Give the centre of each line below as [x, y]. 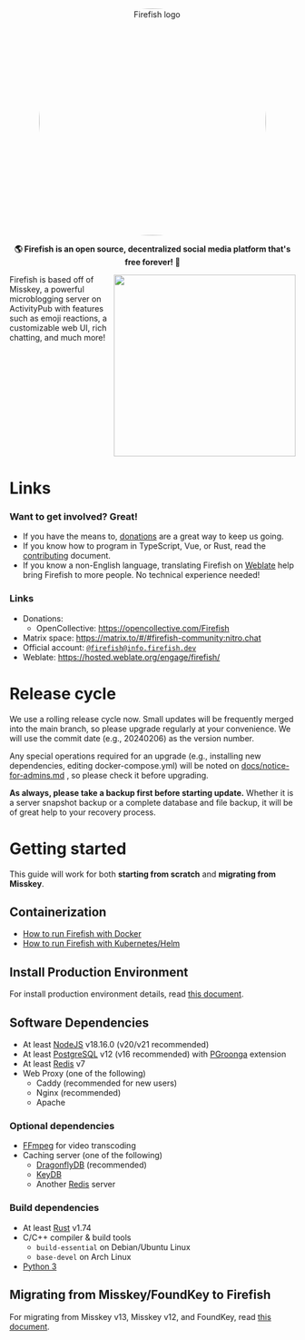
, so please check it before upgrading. [138, 775]
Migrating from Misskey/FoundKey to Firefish [140, 1295]
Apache [51, 1103]
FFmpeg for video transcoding [79, 1146]
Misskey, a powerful [47, 289]
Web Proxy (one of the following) [84, 1074]
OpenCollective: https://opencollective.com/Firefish [133, 628]
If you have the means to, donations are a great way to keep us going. [153, 536]
